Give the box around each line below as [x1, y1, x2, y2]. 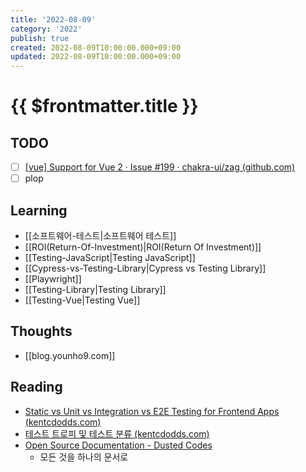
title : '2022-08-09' [10, 14, 97, 25]
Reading [10, 379, 63, 396]
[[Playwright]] [24, 273, 82, 285]
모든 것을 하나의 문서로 [39, 451, 129, 463]
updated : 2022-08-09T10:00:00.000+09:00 [10, 52, 182, 62]
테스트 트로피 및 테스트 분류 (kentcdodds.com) [24, 427, 210, 440]
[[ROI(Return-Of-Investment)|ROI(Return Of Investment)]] [24, 241, 262, 253]
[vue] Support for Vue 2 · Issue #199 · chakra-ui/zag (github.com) [24, 161, 296, 173]
